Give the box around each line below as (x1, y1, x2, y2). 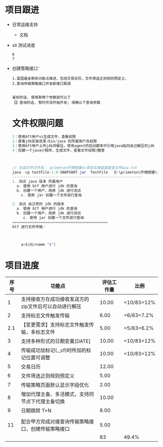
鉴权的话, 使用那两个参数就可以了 (12, 95, 71, 100)
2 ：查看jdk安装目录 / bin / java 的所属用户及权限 (12, 138, 97, 144)
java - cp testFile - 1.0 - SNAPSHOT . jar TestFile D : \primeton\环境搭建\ (12, 170, 157, 175)
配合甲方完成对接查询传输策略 (21, 418, 89, 425)
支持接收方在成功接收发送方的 (21, 296, 89, 303)
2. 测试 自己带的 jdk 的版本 (12, 202, 65, 207)
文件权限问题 (12, 118, 64, 129)
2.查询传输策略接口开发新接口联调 (12, 81, 71, 86)
